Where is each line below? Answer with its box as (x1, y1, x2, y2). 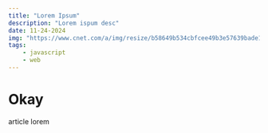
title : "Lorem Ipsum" (8, 11, 81, 20)
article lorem (8, 116, 50, 126)
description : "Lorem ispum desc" (8, 19, 120, 27)
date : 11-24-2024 (8, 26, 66, 34)
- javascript (22, 49, 66, 57)
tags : (8, 41, 26, 49)
